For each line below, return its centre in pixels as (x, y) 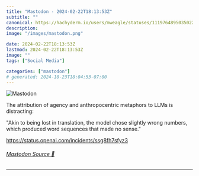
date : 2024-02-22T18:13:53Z (41, 44)
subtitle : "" (22, 17)
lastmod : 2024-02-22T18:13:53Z (45, 50)
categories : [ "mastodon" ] (38, 71)
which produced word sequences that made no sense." (73, 129)
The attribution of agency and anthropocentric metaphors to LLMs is (90, 105)
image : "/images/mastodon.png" (45, 34)
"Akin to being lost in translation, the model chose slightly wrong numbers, (97, 123)
